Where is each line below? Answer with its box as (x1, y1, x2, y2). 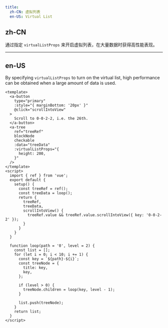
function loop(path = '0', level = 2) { (9, 243, 95, 248)
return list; (14, 309, 41, 314)
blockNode (14, 133, 35, 139)
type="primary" (14, 98, 46, 104)
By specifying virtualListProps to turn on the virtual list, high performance (5, 75, 160, 81)
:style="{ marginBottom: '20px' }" (14, 103, 88, 108)
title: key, (23, 265, 48, 270)
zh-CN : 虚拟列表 (9, 9, 41, 15)
